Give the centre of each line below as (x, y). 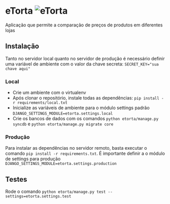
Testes (16, 179)
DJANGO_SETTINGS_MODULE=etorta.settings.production (61, 164)
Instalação (22, 46)
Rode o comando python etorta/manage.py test (56, 192)
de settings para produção (33, 159)
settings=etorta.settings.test (38, 196)
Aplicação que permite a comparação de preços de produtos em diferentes (84, 25)
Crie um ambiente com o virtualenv (49, 93)
